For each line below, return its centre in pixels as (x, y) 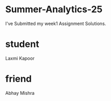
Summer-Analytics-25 (54, 9)
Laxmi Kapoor (20, 58)
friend (19, 79)
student (22, 44)
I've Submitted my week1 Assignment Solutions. (56, 23)
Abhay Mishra (20, 93)
